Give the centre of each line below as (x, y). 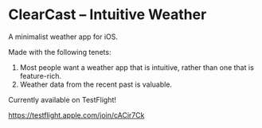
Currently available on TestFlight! (63, 99)
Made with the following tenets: (60, 52)
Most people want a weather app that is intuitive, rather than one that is (137, 67)
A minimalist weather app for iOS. (63, 37)
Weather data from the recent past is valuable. (96, 84)
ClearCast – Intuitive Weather (108, 15)
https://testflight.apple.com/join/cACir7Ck (76, 115)
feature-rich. (41, 76)
